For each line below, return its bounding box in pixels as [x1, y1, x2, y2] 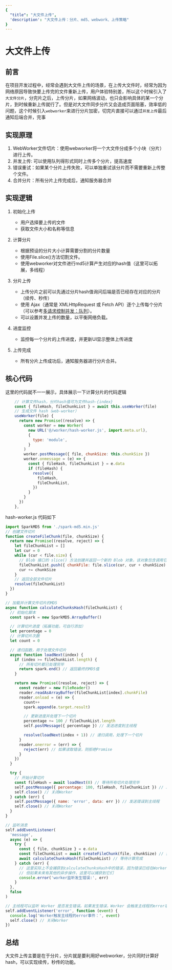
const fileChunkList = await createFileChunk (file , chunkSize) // [18, 851, 164, 857]
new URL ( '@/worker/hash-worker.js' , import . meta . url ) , [28, 428, 147, 433]
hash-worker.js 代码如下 [5, 514, 56, 520]
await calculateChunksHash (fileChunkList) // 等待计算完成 [18, 856, 143, 861]
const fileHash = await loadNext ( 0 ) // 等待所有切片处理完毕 [14, 780, 140, 785]
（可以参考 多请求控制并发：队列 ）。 [20, 307, 95, 314]
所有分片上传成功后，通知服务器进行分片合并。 [20, 358, 119, 364]
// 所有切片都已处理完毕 [18, 662, 64, 667]
